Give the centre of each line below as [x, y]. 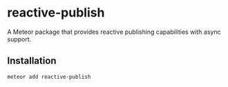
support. [19, 39]
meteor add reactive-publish [49, 77]
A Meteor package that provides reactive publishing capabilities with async [114, 32]
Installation [32, 61]
